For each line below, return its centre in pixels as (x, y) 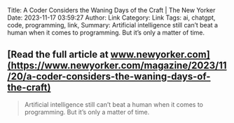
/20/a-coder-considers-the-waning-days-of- (109, 77)
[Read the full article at (58, 54)
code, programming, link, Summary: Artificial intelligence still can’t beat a (113, 25)
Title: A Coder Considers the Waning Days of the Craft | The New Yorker (111, 10)
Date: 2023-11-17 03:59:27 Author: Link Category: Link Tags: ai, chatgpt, (111, 18)
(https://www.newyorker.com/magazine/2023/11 (117, 66)
